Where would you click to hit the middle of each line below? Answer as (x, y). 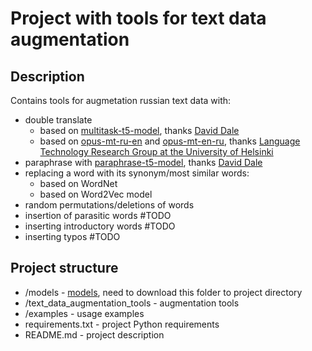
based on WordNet (78, 183)
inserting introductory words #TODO (100, 226)
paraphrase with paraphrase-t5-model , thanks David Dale (143, 162)
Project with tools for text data (138, 18)
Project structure (64, 268)
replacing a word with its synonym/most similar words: (137, 173)
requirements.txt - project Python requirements (122, 324)
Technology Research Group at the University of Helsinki (156, 151)
